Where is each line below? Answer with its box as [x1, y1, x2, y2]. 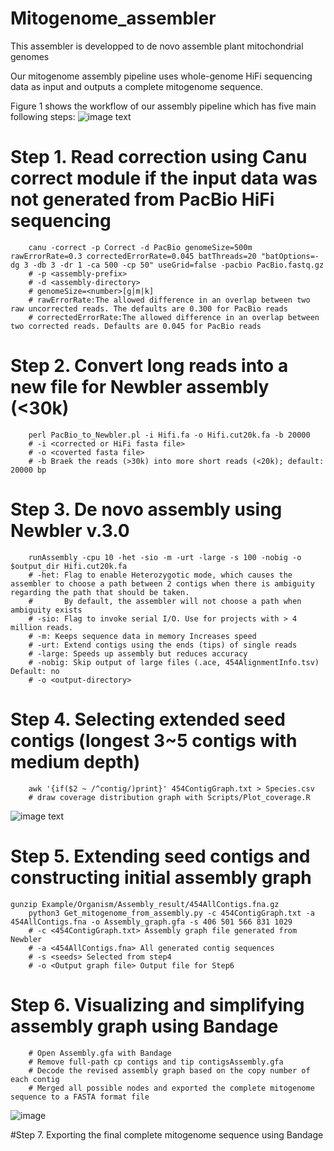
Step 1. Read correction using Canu [10, 146, 308, 169]
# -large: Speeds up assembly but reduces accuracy [28, 648, 248, 659]
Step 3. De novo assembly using [10, 498, 283, 521]
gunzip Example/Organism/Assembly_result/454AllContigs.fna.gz [10, 899, 280, 909]
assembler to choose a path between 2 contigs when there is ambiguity [10, 578, 315, 589]
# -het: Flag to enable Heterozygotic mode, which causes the [28, 570, 293, 580]
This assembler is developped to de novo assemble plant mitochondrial [10, 40, 304, 52]
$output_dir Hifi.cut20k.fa [10, 561, 128, 571]
